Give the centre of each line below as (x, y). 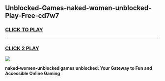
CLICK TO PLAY (24, 30)
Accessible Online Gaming (33, 73)
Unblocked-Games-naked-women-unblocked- (78, 8)
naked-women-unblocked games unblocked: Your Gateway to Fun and (79, 68)
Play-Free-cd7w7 (32, 16)
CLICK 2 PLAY (22, 48)
